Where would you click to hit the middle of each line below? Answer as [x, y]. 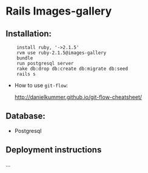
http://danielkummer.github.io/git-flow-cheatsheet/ [78, 97]
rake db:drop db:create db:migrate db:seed [72, 69]
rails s [26, 74]
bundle [25, 58]
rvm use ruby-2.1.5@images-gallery [62, 53]
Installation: [29, 34]
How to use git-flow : [41, 85]
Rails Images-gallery [59, 11]
